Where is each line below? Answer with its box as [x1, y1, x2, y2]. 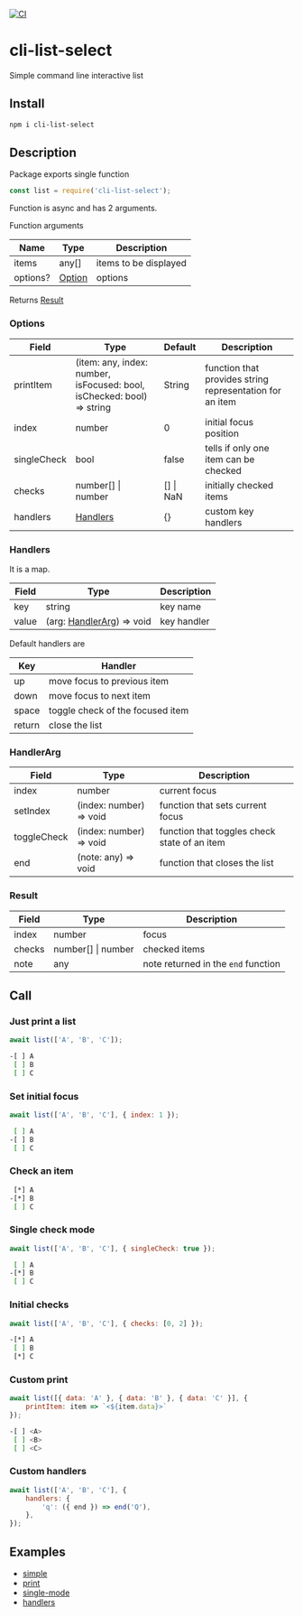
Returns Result [9, 294, 64, 306]
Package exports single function [9, 169, 130, 180]
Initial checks [9, 1298, 69, 1311]
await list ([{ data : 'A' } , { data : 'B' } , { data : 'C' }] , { [9, 1394, 248, 1403]
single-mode [22, 1587, 70, 1598]
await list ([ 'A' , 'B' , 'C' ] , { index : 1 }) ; [9, 1110, 179, 1119]
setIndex [14, 804, 51, 817]
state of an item [159, 836, 225, 849]
